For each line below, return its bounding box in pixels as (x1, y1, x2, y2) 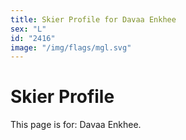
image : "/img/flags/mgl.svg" (10, 42, 132, 53)
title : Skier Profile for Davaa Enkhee (10, 14, 177, 25)
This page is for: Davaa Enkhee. (10, 119, 142, 131)
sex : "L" (10, 24, 47, 34)
